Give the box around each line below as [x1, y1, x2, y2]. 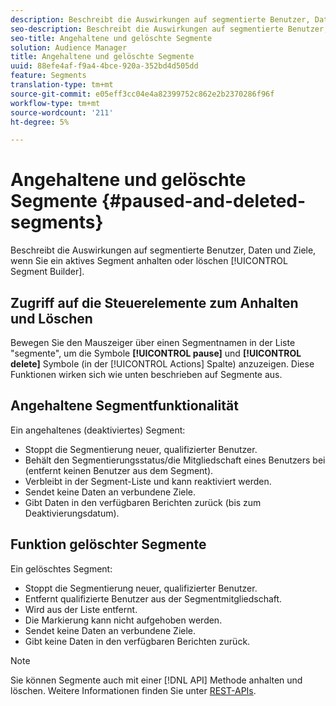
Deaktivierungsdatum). [24, 507, 120, 519]
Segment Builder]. [10, 266, 85, 278]
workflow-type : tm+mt [10, 98, 101, 108]
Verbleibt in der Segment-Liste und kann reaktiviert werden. [24, 475, 272, 487]
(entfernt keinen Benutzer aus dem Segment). [24, 464, 214, 476]
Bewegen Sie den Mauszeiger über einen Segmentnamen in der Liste [10, 337, 296, 348]
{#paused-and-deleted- [101, 190, 307, 213]
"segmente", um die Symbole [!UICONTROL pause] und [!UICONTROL [10, 347, 302, 359]
